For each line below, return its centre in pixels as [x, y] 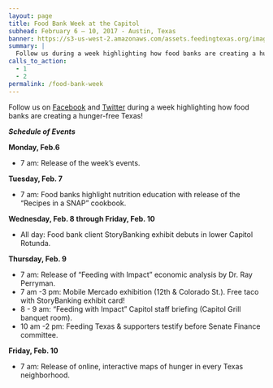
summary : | [27, 46]
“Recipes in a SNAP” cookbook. [73, 203]
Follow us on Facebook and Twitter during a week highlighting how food [129, 107]
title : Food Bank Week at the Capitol [74, 24]
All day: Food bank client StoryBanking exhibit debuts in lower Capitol [136, 234]
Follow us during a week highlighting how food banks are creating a [136, 54]
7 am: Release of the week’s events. [80, 162]
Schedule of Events [42, 131]
